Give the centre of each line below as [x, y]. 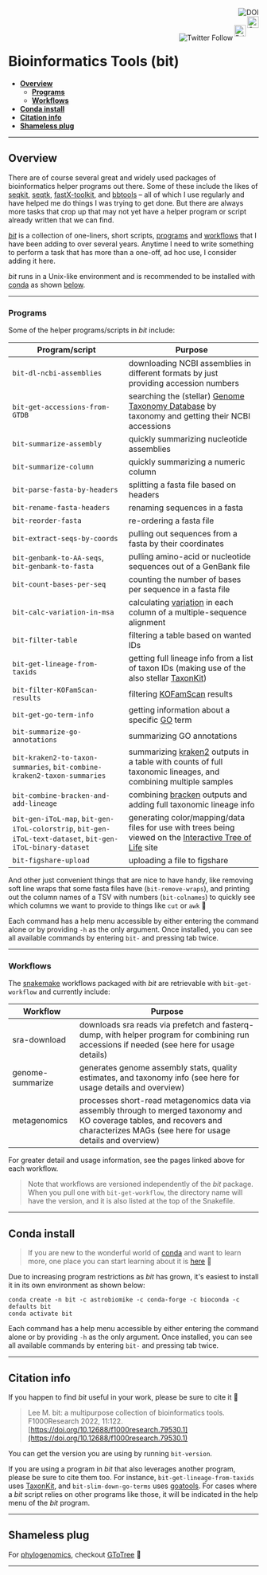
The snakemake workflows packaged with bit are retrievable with [115, 984]
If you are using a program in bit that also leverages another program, [122, 1469]
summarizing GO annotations [183, 736]
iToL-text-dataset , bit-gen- [66, 839]
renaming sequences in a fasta [186, 508]
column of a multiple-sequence [188, 612]
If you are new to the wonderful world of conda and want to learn [134, 1253]
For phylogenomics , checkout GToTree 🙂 [75, 1554]
